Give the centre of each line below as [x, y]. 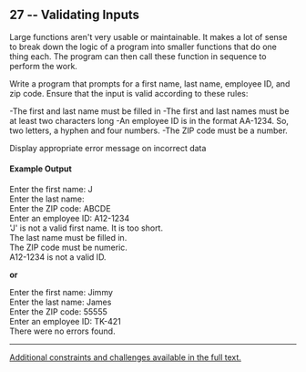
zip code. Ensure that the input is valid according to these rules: [129, 93]
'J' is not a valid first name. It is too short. [87, 228]
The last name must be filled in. [68, 238]
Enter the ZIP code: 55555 [58, 312]
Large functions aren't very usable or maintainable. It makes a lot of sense [148, 36]
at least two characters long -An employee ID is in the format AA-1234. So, [149, 120]
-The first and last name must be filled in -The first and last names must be [149, 111]
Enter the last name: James [61, 302]
